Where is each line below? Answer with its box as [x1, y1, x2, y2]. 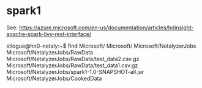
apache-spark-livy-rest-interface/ [6, 30, 92, 37]
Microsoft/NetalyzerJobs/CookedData [6, 75, 102, 82]
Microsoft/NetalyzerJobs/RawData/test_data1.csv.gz [6, 62, 138, 69]
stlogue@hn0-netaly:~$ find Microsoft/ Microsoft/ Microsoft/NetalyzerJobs [6, 42, 196, 50]
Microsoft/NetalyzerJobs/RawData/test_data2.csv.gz [6, 55, 140, 62]
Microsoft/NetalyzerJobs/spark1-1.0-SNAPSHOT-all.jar [6, 68, 144, 75]
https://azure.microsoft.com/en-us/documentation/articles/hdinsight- [19, 24, 194, 31]
